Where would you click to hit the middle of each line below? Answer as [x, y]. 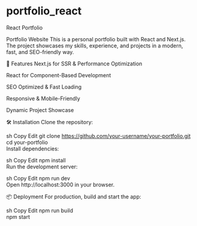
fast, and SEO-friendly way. [40, 52]
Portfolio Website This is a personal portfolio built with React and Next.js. [96, 39]
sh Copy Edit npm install [36, 160]
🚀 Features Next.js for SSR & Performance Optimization [74, 64]
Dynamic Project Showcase [40, 110]
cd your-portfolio [27, 142]
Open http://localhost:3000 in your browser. [60, 185]
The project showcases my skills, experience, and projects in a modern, [95, 46]
